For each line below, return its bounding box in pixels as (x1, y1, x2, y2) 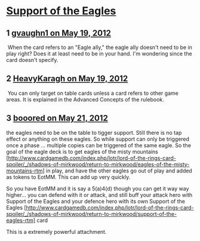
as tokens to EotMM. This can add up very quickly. (6, 173, 131, 180)
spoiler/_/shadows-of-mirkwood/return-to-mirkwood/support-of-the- (6, 210, 177, 217)
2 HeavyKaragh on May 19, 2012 (6, 73, 128, 84)
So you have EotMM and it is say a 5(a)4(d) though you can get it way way (6, 185, 189, 192)
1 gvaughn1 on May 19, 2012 (6, 28, 112, 38)
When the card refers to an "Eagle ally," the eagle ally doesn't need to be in (7, 44, 193, 51)
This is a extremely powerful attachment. (6, 228, 107, 235)
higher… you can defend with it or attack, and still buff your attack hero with (6, 191, 193, 198)
